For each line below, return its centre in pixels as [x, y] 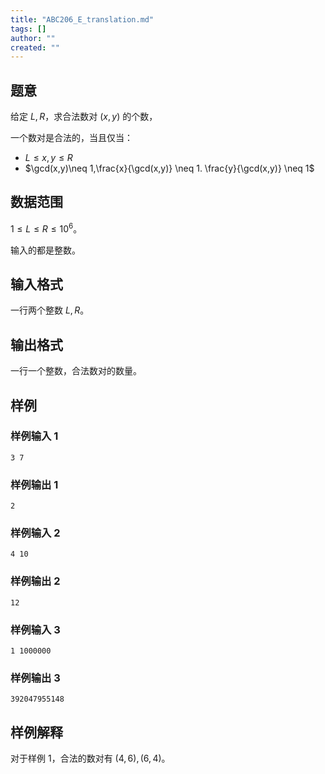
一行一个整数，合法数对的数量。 [76, 371]
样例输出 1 [34, 484]
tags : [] [28, 29]
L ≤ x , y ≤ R [48, 158]
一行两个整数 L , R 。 [50, 310]
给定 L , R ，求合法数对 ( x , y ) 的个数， [84, 117]
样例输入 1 [34, 436]
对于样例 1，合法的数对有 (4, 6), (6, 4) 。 [90, 758]
